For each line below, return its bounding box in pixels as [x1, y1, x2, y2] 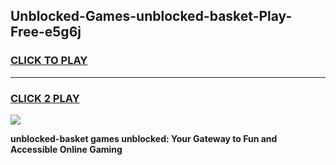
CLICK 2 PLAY [10, 91, 80, 105]
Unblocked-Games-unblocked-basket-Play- [10, 8, 293, 25]
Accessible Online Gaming [10, 143, 123, 155]
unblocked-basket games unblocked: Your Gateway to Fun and [10, 132, 278, 144]
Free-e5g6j [10, 24, 82, 41]
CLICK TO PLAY [10, 54, 88, 68]
